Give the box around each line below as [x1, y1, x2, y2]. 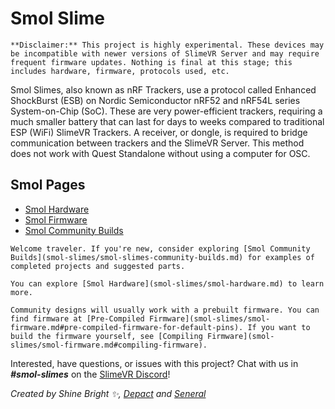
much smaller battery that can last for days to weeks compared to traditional [10, 115, 325, 127]
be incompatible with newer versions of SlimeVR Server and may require [10, 48, 320, 59]
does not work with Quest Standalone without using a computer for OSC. [10, 147, 311, 159]
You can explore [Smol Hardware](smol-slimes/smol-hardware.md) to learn [10, 278, 325, 289]
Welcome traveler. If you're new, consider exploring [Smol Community [10, 243, 311, 254]
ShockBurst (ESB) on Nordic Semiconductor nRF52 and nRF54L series [10, 94, 301, 106]
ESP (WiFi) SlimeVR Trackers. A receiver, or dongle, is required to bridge [10, 126, 308, 138]
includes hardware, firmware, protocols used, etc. [10, 66, 230, 76]
